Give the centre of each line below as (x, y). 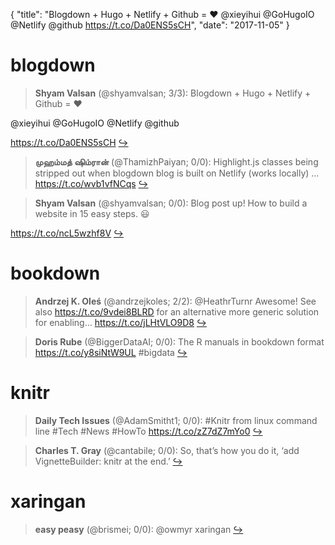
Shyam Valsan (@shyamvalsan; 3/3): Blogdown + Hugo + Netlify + (173, 93)
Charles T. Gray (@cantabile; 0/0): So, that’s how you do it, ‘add (167, 450)
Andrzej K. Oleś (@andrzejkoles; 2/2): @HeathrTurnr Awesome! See (175, 301)
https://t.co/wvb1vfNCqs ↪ (91, 183)
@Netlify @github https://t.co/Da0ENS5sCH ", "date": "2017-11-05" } (150, 25)
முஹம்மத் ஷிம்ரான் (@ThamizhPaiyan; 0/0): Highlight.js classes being (176, 161)
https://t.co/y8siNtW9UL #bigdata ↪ (111, 352)
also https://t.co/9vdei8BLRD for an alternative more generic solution (177, 311)
